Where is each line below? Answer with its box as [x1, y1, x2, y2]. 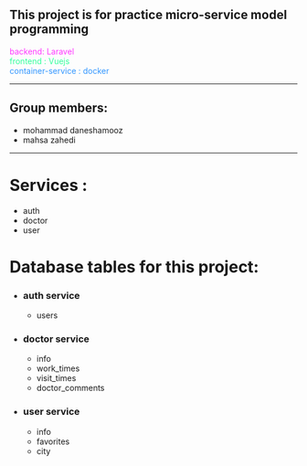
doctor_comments [36, 383, 105, 394]
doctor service [22, 333, 90, 345]
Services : [9, 175, 89, 196]
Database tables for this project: [9, 256, 259, 277]
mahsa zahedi [22, 134, 76, 145]
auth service [22, 289, 80, 302]
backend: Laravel [9, 46, 75, 57]
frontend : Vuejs [9, 55, 70, 67]
